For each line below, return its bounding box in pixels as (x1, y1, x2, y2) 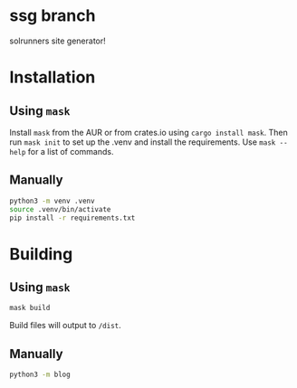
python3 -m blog (9, 370, 71, 380)
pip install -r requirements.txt (9, 213, 136, 222)
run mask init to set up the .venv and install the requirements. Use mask (9, 137, 276, 147)
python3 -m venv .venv (9, 196, 95, 205)
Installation (9, 67, 96, 88)
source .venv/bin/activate (9, 204, 111, 213)
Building (9, 243, 73, 264)
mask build (9, 304, 51, 313)
